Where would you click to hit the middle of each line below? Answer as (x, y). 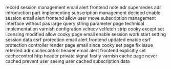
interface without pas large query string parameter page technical (75, 23)
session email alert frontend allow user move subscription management (81, 18)
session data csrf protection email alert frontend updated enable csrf (78, 40)
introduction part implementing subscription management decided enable (83, 13)
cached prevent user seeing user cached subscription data (68, 61)
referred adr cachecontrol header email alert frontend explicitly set (76, 50)
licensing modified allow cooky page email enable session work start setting (86, 34)
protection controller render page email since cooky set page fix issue (79, 45)
